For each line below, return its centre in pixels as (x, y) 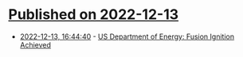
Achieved (35, 44)
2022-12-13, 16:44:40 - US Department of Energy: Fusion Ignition (127, 36)
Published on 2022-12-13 (94, 15)
